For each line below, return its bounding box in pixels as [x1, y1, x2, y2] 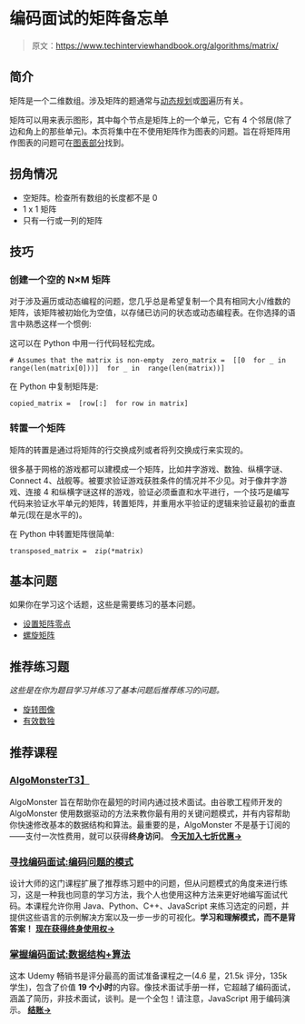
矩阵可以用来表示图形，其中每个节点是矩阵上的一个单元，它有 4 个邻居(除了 [9, 114, 293, 125]
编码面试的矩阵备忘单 [9, 8, 170, 29]
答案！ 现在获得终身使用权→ [9, 923, 115, 934]
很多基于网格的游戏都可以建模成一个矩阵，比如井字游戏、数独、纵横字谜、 [9, 463, 288, 474]
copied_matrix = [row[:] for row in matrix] [9, 399, 189, 409]
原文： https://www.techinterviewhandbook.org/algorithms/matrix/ [31, 40, 279, 51]
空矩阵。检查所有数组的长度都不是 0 [22, 192, 158, 203]
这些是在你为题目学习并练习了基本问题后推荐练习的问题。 [9, 685, 224, 696]
